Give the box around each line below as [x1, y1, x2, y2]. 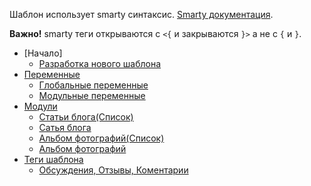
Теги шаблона [23, 154, 84, 165]
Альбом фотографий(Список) [38, 132, 165, 144]
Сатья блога [38, 122, 92, 133]
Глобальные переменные [38, 79, 149, 91]
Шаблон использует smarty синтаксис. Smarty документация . [9, 9, 274, 20]
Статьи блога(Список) [38, 111, 134, 123]
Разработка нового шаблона [38, 58, 162, 69]
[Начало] [23, 47, 63, 59]
